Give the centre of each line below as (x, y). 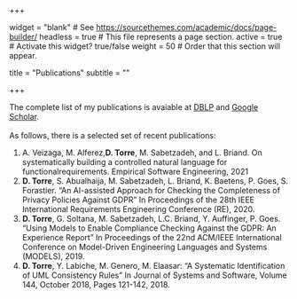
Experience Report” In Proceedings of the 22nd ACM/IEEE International (152, 237)
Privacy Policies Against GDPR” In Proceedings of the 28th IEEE (138, 200)
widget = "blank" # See (52, 27)
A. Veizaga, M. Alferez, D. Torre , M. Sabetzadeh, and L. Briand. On (142, 153)
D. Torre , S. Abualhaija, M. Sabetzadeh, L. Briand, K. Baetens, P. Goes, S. (155, 181)
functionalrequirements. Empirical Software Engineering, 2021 (135, 171)
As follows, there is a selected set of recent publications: (113, 135)
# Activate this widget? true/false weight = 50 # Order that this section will (145, 46)
